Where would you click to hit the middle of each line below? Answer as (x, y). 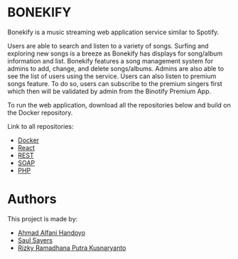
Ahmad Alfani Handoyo (52, 233)
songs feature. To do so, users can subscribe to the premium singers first (115, 83)
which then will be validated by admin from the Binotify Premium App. (109, 91)
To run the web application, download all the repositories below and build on (119, 105)
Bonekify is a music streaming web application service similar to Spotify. (113, 32)
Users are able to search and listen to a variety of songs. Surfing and (108, 46)
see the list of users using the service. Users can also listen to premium (112, 76)
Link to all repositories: (40, 126)
